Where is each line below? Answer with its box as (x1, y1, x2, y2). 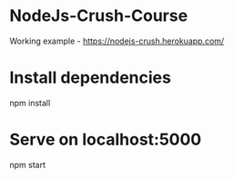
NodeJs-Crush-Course (9, 5, 188, 26)
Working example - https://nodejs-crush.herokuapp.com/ (9, 35, 225, 46)
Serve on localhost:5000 (9, 129, 202, 150)
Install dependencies (9, 67, 171, 88)
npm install (9, 97, 51, 108)
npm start (9, 159, 46, 170)
